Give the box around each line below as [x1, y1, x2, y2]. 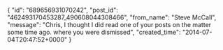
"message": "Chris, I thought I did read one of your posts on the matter [7, 21, 212, 28]
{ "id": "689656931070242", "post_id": [7, 6, 119, 14]
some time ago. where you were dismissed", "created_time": [7, 28, 181, 36]
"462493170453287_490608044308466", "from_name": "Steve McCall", [7, 13, 217, 22]
